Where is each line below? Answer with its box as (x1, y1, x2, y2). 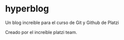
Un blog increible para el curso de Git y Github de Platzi (5, 19, 120, 25)
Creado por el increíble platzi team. (5, 29, 77, 35)
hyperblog (5, 3, 49, 14)
